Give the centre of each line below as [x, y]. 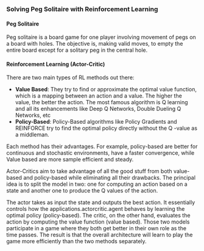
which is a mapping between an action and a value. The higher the [99, 96]
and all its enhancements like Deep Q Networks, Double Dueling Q [98, 109]
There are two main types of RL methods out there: [70, 77]
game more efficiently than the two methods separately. [77, 241]
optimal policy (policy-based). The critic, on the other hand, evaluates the [98, 216]
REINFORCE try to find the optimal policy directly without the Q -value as [106, 128]
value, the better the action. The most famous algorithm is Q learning [101, 102]
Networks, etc [33, 115]
